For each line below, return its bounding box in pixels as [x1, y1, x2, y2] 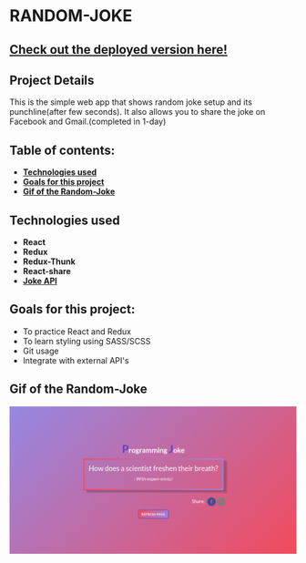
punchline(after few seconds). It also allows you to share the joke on [9, 107, 266, 118]
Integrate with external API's [22, 354, 129, 365]
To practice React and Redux [22, 325, 132, 337]
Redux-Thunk [22, 256, 76, 267]
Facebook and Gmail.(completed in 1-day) [9, 116, 167, 128]
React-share [22, 266, 71, 277]
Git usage [22, 345, 59, 356]
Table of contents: [9, 142, 116, 158]
